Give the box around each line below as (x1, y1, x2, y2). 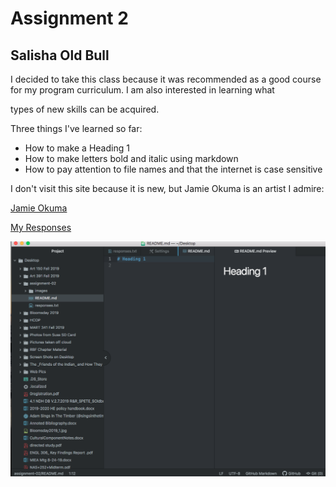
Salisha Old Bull (10, 47, 110, 64)
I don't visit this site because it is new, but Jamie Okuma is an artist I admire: (10, 183, 325, 194)
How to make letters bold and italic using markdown (24, 153, 239, 164)
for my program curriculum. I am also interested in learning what (10, 84, 275, 96)
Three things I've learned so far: (10, 123, 143, 134)
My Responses (10, 222, 72, 233)
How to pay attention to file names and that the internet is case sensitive (24, 163, 323, 175)
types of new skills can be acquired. (10, 103, 160, 115)
